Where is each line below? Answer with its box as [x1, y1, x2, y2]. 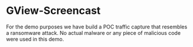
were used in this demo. [6, 35, 65, 42]
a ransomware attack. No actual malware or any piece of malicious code [6, 29, 181, 36]
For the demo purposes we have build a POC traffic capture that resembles [6, 23, 188, 30]
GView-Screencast [6, 4, 101, 17]
